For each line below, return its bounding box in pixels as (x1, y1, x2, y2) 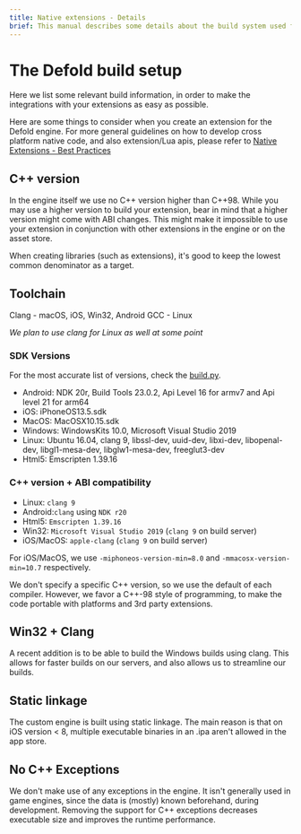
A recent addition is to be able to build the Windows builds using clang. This (9, 647, 289, 659)
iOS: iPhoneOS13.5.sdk (21, 406, 107, 417)
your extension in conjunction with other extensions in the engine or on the (9, 223, 286, 234)
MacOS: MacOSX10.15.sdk (21, 416, 119, 427)
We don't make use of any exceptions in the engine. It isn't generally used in (9, 786, 291, 796)
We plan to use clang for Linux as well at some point (9, 327, 203, 338)
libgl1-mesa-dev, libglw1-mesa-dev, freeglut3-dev (39, 445, 226, 456)
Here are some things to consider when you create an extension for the (9, 117, 272, 127)
